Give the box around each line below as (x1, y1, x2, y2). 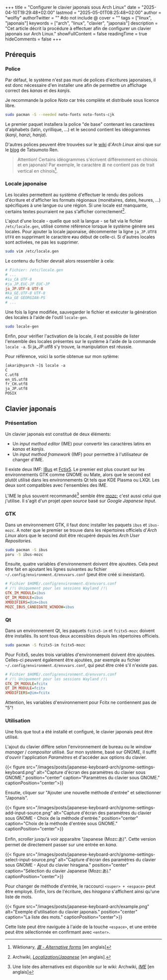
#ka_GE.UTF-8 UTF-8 (5, 291, 46, 296)
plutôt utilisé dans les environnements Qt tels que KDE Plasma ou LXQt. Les (5, 477, 160, 483)
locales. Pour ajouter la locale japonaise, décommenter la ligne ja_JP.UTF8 (5, 229, 157, 235)
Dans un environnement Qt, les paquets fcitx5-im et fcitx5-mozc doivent (5, 628, 155, 634)
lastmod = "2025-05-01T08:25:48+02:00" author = (56, 9, 162, 15)
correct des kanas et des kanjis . (5, 87, 71, 93)
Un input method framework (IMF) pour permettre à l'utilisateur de (12, 451, 149, 457)
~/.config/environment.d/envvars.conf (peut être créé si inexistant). (5, 572, 146, 578)
